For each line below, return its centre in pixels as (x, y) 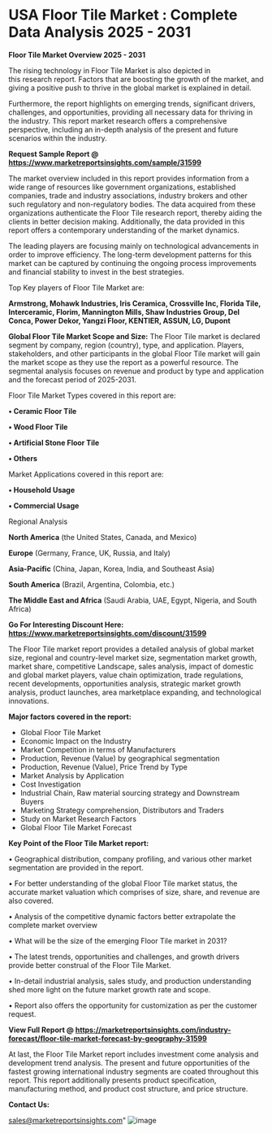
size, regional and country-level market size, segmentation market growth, (133, 657)
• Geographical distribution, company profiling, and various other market (130, 859)
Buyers (32, 801)
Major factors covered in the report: (70, 717)
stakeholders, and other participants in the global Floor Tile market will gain (134, 353)
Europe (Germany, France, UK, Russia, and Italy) (89, 553)
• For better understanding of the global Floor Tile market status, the (123, 883)
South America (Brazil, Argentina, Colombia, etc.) (92, 584)
